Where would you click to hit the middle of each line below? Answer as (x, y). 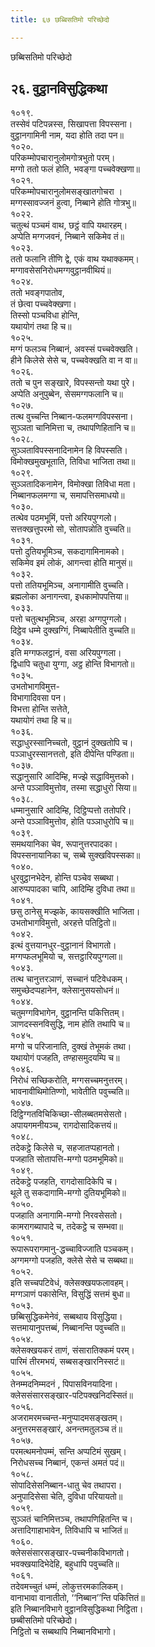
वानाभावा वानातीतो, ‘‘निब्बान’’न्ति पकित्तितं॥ (77, 1598)
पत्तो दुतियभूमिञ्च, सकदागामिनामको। (67, 552)
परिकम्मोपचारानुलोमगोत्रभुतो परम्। (63, 158)
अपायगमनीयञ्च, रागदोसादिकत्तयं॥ (64, 1125)
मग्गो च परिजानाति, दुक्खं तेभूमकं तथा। (71, 1047)
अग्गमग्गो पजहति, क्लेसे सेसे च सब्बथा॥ (72, 1260)
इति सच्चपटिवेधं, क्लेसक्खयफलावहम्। (70, 1283)
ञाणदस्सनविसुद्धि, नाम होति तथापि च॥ (70, 1024)
